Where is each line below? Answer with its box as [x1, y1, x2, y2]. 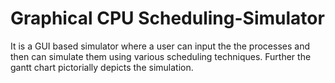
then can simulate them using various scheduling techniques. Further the [10, 50, 312, 62]
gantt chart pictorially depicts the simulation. [10, 61, 194, 73]
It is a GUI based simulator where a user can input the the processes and [10, 40, 310, 52]
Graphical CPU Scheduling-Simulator [10, 7, 325, 30]
